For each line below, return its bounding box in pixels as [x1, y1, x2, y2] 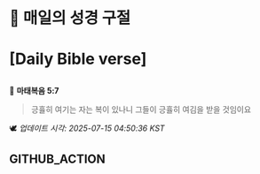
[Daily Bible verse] [9, 49, 147, 69]
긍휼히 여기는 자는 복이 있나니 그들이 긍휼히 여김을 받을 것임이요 [30, 103, 251, 115]
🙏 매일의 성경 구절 [9, 8, 131, 28]
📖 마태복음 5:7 [9, 85, 59, 95]
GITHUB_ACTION [9, 152, 106, 167]
